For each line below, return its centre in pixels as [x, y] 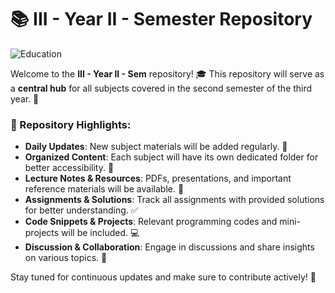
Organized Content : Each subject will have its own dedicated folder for [171, 157]
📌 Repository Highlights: [71, 124]
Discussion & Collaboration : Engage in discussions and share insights [169, 247]
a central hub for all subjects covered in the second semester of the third [161, 88]
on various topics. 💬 [66, 258]
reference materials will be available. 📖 [104, 189]
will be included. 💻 [100, 233]
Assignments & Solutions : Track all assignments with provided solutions [174, 200]
